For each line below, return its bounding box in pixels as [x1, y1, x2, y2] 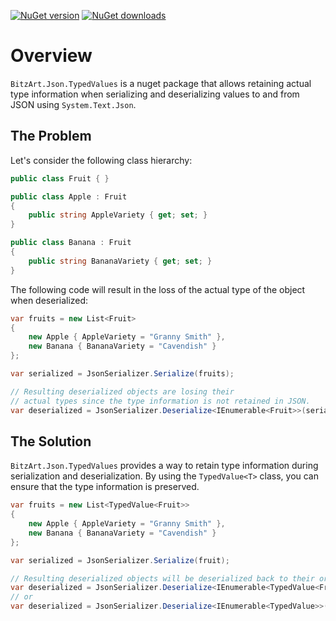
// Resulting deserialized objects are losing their [10, 386, 235, 397]
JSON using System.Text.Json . [10, 98, 137, 110]
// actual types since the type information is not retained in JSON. [10, 396, 311, 406]
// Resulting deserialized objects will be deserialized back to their [10, 573, 315, 584]
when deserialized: [10, 294, 89, 306]
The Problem [10, 128, 92, 145]
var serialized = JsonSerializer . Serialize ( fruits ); [10, 369, 235, 379]
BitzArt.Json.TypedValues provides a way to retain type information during [10, 460, 319, 472]
